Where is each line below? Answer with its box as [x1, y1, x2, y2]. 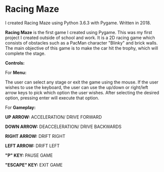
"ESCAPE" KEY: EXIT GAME [5, 162, 63, 168]
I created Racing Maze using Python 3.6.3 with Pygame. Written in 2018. [5, 20, 151, 26]
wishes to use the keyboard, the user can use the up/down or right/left [5, 84, 149, 90]
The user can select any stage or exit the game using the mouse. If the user [5, 79, 159, 85]
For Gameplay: [5, 104, 36, 110]
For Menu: [5, 69, 27, 75]
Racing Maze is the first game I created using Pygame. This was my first [5, 29, 153, 35]
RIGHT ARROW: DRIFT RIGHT [5, 133, 66, 139]
